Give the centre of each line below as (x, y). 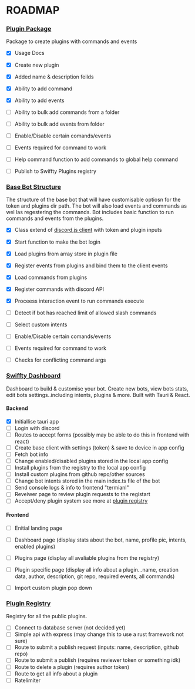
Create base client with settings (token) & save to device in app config (99, 447)
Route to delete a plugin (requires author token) (72, 667)
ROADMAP (33, 10)
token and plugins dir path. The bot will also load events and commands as (96, 206)
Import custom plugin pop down (53, 588)
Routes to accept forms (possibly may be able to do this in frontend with (102, 435)
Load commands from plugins (51, 277)
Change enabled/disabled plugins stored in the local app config (91, 461)
